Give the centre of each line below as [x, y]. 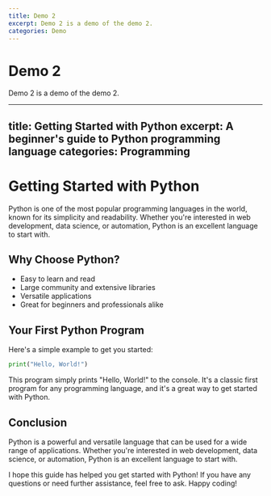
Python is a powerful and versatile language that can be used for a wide [128, 442]
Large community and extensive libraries [88, 288]
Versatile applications [56, 296]
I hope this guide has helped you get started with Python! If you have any [130, 474]
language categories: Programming [100, 151]
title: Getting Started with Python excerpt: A [121, 126]
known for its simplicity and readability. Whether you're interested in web [130, 217]
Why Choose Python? [64, 260]
